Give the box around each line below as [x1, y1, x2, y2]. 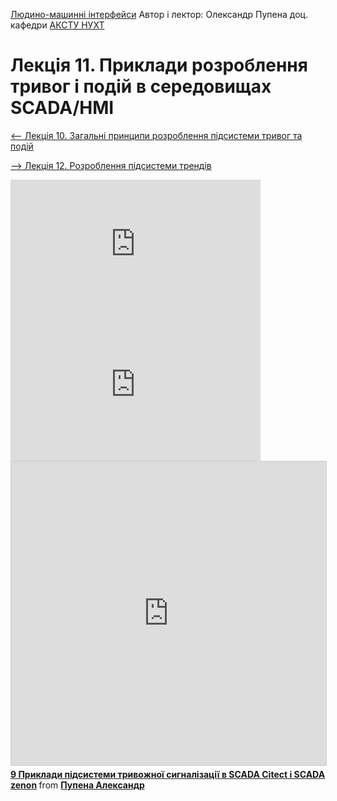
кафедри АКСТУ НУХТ [10, 19, 105, 31]
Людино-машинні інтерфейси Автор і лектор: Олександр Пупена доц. [10, 9, 309, 20]
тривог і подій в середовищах [10, 75, 272, 98]
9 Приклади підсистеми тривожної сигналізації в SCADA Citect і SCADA [10, 768, 326, 780]
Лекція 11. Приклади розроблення [10, 54, 308, 77]
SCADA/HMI [10, 97, 115, 119]
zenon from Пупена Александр [10, 779, 145, 791]
